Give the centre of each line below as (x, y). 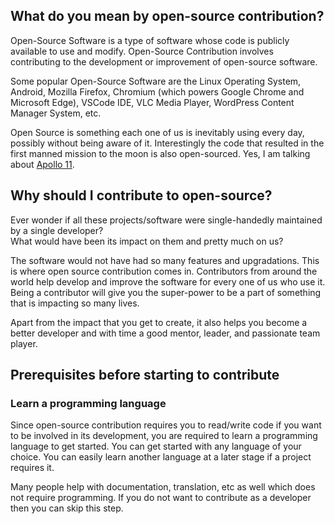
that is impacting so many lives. (75, 303)
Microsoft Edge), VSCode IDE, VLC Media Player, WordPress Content (152, 102)
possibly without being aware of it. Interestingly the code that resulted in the (167, 143)
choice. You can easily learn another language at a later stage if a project (161, 457)
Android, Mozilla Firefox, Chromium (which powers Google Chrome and (157, 91)
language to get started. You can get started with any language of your (156, 446)
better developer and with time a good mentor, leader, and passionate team (165, 333)
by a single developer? (57, 230)
